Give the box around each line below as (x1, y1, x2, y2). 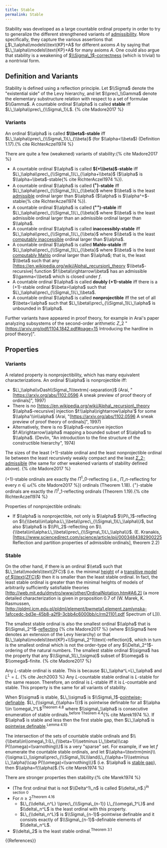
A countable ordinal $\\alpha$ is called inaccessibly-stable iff (12, 225, 141, 231)
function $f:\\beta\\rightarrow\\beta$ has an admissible (34, 268, 147, 274)
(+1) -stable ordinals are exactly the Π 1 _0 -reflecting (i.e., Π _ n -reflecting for (5, 475, 157, 482)
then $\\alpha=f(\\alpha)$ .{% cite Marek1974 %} (5, 765, 105, 771)
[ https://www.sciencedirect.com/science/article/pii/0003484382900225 (12, 534, 162, 540)
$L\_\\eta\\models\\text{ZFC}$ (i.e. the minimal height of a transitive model (5, 568, 157, 575)
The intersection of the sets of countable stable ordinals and (5, 733, 129, 739)
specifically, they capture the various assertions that (5, 36, 113, 42)
